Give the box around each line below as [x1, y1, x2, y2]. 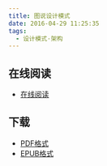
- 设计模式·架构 [15, 34, 63, 43]
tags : [8, 27, 27, 35]
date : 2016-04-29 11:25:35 [8, 19, 100, 28]
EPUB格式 [19, 148, 54, 158]
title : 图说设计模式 [8, 11, 71, 20]
